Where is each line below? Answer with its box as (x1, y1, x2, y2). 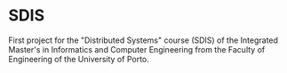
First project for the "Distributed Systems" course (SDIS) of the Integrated (8, 35, 279, 45)
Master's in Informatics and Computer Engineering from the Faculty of (8, 44, 266, 54)
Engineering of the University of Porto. (8, 53, 150, 64)
